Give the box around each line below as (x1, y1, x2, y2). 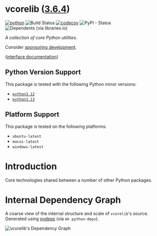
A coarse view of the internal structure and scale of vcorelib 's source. (5, 211, 149, 217)
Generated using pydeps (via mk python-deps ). (5, 216, 99, 222)
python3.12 (12, 91, 35, 97)
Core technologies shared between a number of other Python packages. (5, 177, 153, 183)
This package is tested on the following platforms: (5, 123, 107, 129)
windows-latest (12, 144, 44, 149)
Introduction (5, 160, 57, 172)
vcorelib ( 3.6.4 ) (5, 3, 70, 15)
